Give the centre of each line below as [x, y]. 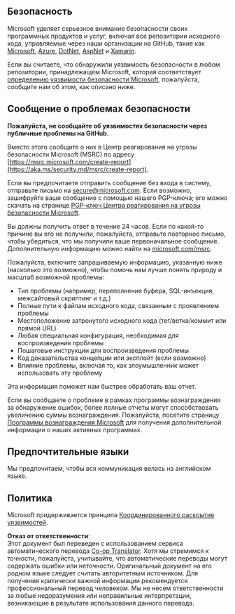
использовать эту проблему [60, 373]
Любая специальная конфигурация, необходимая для [98, 335]
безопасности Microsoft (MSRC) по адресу [71, 154]
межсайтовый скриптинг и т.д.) [64, 298]
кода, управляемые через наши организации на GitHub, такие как [106, 43]
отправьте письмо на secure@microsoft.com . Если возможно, [100, 190]
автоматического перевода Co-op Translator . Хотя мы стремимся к [108, 551]
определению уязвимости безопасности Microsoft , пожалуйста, [104, 79]
